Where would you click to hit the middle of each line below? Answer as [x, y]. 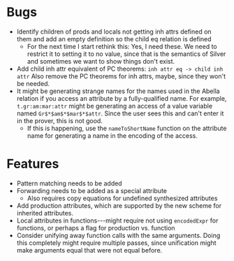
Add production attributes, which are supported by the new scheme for [119, 205]
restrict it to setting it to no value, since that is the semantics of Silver [126, 54]
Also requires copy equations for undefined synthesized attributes [122, 198]
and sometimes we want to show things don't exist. [101, 61]
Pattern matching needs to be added [70, 183]
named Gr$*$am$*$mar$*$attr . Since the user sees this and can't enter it [120, 113]
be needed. [33, 83]
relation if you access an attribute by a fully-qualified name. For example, [122, 98]
